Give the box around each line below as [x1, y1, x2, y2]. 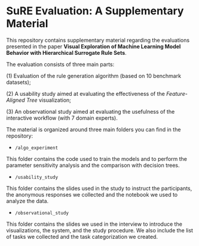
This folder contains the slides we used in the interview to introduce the [6, 220, 182, 228]
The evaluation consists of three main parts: [6, 61, 115, 68]
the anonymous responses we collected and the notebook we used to [6, 191, 178, 198]
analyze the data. [6, 197, 49, 204]
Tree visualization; [26, 96, 72, 104]
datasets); [6, 79, 31, 86]
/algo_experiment [14, 145, 59, 151]
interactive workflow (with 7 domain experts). [6, 114, 118, 122]
